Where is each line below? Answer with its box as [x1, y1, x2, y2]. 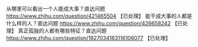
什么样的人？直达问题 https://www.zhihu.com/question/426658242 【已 [6, 20, 183, 26]
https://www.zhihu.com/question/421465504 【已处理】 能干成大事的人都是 [6, 12, 193, 19]
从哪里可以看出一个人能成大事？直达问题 [6, 5, 105, 12]
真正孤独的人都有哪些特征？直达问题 [17, 27, 107, 34]
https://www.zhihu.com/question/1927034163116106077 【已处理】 [6, 35, 171, 41]
